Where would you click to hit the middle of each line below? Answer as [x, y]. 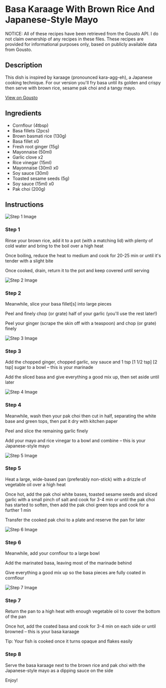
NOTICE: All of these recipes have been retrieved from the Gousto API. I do [82, 33]
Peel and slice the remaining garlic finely [47, 431]
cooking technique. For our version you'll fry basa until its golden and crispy [83, 82]
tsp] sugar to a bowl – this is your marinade [49, 367]
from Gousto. [19, 49]
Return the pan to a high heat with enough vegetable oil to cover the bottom [83, 611]
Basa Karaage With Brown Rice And [80, 9]
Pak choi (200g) [29, 189]
